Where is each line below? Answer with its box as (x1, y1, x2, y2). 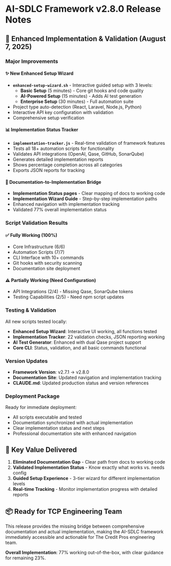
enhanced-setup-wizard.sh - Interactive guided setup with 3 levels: (12, 82, 153, 88)
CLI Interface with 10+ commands (12, 254, 84, 261)
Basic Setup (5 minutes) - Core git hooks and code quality (20, 88, 144, 94)
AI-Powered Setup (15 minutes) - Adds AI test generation (20, 93, 142, 99)
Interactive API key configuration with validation (12, 109, 114, 115)
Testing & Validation (5, 307, 56, 314)
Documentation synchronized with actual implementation (12, 420, 133, 426)
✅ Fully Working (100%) (5, 232, 57, 238)
